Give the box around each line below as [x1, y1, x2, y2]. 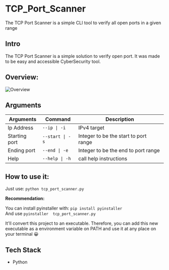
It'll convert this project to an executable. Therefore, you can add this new [5, 220, 158, 227]
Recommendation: [5, 195, 45, 201]
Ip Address [8, 124, 34, 131]
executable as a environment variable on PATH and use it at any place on [5, 226, 156, 232]
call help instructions [78, 155, 127, 162]
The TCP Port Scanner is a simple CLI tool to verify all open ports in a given [5, 20, 161, 26]
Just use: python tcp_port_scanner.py [5, 186, 84, 192]
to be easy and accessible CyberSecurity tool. [5, 58, 101, 64]
